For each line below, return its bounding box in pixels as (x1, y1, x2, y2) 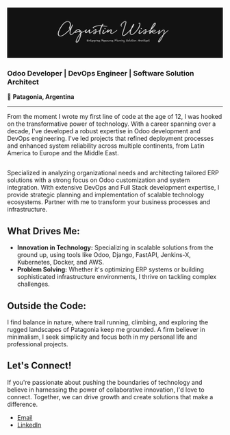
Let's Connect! (7, 360, 72, 372)
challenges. (16, 280, 50, 289)
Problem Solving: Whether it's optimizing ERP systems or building (16, 265, 204, 274)
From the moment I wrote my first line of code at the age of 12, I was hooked (7, 112, 222, 120)
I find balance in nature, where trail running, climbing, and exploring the (7, 317, 209, 326)
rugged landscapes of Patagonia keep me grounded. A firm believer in (7, 325, 205, 333)
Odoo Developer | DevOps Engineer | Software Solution (7, 68, 194, 78)
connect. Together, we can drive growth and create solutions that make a (7, 392, 214, 401)
